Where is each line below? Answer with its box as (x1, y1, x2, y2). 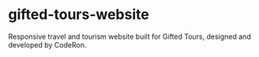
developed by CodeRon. (8, 40, 87, 49)
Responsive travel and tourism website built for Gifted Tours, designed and (8, 32, 251, 41)
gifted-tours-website (8, 6, 150, 24)
